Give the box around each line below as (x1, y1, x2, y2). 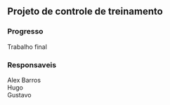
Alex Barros (7, 76, 41, 84)
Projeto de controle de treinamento (7, 6, 163, 17)
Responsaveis (7, 59, 57, 69)
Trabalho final (7, 42, 48, 51)
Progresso (7, 27, 44, 36)
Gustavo (7, 90, 32, 99)
